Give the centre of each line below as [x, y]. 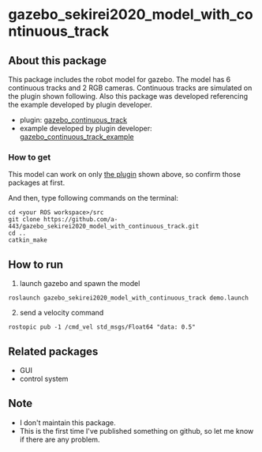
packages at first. [37, 183]
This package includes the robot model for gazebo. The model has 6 [120, 79]
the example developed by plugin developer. [80, 105]
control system [44, 379]
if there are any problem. [60, 439]
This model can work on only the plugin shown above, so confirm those [124, 175]
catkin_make [28, 240]
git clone [24, 220]
